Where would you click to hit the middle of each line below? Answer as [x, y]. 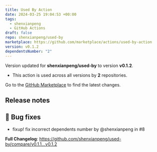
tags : [11, 19]
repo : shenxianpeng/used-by [34, 38]
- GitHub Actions [28, 28]
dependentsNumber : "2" [29, 51]
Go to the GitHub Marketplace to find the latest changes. [63, 84]
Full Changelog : [22, 139]
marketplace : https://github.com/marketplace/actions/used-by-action [79, 42]
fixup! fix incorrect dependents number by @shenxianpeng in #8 [78, 129]
